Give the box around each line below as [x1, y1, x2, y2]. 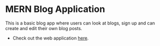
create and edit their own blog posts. [5, 25, 82, 31]
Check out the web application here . [12, 35, 89, 41]
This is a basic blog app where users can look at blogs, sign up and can [5, 20, 155, 26]
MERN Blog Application [5, 3, 105, 15]
